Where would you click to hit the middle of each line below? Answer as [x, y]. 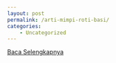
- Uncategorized [43, 33]
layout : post [26, 13]
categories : [24, 26]
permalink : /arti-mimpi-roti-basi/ [58, 20]
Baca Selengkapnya [36, 52]
